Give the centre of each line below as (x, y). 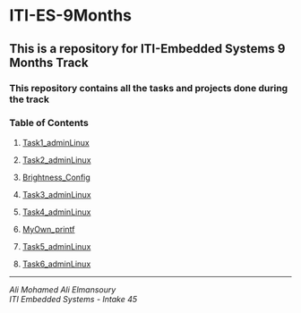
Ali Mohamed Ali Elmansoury (63, 289)
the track (29, 99)
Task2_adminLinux (56, 160)
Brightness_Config (56, 177)
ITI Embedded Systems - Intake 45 (73, 299)
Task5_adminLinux (56, 246)
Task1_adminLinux (56, 142)
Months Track (49, 62)
